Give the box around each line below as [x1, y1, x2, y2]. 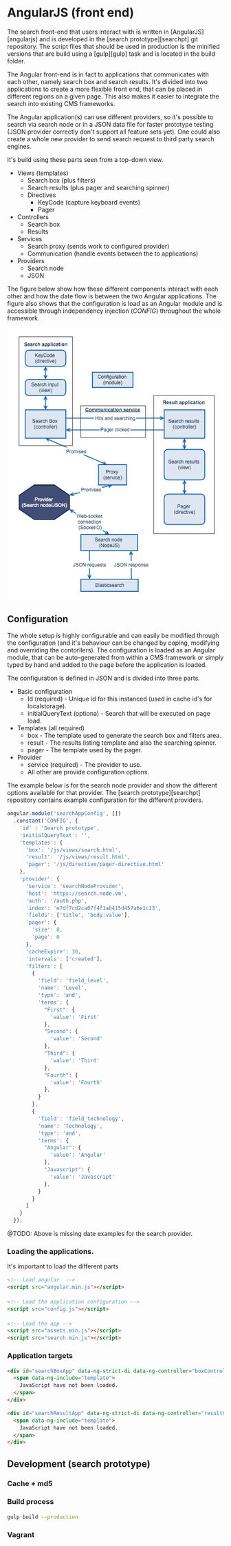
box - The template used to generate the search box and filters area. [27, 732, 221, 740]
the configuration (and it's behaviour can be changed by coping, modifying [7, 639, 220, 647]
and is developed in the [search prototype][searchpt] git [38, 34, 198, 43]
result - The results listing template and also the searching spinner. [27, 739, 217, 747]
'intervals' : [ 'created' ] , [25, 956, 103, 962]
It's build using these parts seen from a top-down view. [7, 155, 164, 163]
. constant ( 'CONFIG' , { [13, 818, 78, 825]
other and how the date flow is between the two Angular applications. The [7, 291, 217, 300]
